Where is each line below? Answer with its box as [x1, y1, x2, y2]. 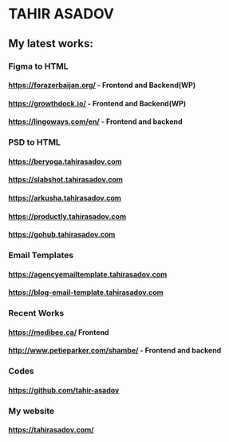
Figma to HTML [8, 61, 69, 72]
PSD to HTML [8, 137, 61, 148]
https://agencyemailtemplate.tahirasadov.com [8, 269, 168, 279]
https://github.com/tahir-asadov [8, 385, 120, 395]
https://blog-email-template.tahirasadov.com [8, 288, 164, 297]
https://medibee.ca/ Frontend [8, 327, 109, 336]
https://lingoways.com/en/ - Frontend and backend [8, 117, 183, 126]
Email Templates [8, 249, 74, 261]
